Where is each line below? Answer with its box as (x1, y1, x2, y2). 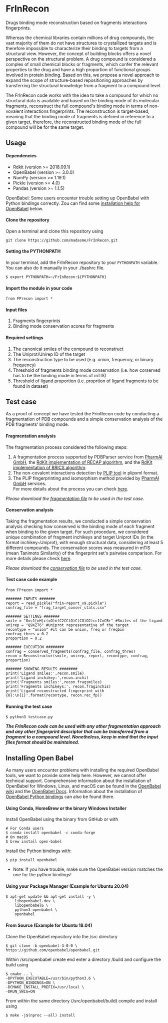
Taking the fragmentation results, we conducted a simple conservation (5, 518, 151, 524)
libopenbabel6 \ (14, 903, 49, 908)
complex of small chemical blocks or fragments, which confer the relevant (5, 61, 158, 67)
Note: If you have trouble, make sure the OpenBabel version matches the (12, 866, 163, 872)
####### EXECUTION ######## (5, 644, 64, 649)
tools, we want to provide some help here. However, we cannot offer (5, 772, 146, 778)
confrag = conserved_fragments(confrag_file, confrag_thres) (5, 649, 136, 654)
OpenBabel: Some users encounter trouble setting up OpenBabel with (5, 195, 149, 201)
